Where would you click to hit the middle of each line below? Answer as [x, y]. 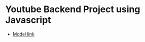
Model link [23, 34]
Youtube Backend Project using [73, 9]
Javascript [28, 20]
